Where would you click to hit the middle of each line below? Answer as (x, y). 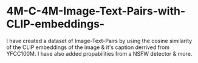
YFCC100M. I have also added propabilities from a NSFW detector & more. (99, 53)
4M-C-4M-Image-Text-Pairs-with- (96, 11)
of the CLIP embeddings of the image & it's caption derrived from (88, 47)
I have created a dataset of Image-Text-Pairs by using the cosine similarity (99, 41)
